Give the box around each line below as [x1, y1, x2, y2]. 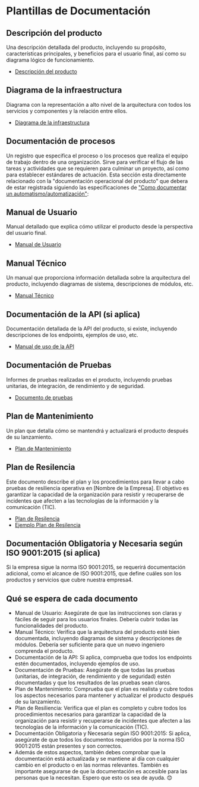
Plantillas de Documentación [6, 4, 151, 18]
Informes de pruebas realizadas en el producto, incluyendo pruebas [6, 376, 172, 383]
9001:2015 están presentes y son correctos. [14, 742, 123, 749]
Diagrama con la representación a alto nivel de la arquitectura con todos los [6, 101, 191, 108]
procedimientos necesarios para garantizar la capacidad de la [14, 711, 166, 718]
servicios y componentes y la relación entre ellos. [6, 107, 128, 114]
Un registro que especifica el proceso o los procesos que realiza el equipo [6, 152, 188, 159]
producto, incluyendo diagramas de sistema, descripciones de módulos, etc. [6, 280, 194, 287]
